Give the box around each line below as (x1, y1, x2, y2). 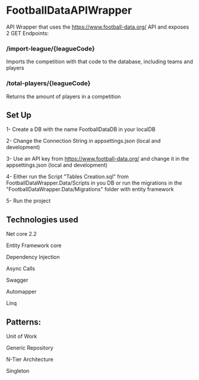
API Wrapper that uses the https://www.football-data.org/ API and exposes (6, 23, 189, 30)
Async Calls (6, 265, 36, 272)
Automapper (6, 288, 37, 295)
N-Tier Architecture (6, 356, 53, 363)
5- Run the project (6, 197, 51, 204)
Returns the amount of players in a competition (6, 93, 121, 100)
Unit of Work (6, 332, 37, 339)
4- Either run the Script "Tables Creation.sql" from (6, 173, 129, 180)
